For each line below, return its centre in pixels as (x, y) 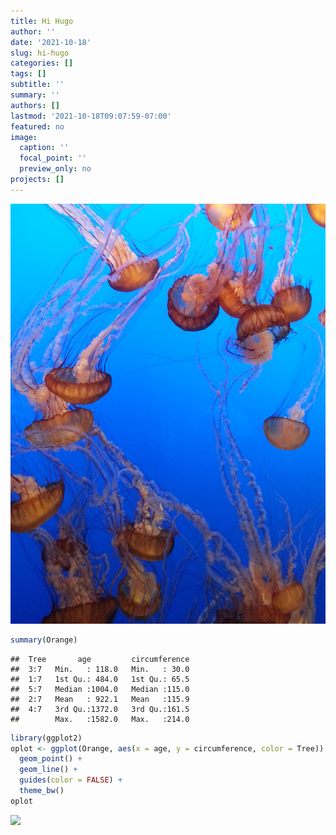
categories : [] (42, 63)
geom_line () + (48, 770)
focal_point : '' (53, 158)
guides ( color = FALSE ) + (71, 780)
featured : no (37, 126)
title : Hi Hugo (42, 21)
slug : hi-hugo (40, 53)
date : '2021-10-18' (51, 42)
